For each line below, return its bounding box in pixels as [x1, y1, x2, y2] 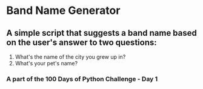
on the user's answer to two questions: [6, 37, 157, 47]
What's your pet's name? [15, 60, 78, 67]
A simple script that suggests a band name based [6, 28, 197, 38]
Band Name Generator [6, 4, 121, 18]
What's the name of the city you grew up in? [15, 53, 126, 61]
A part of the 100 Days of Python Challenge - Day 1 [6, 74, 158, 83]
